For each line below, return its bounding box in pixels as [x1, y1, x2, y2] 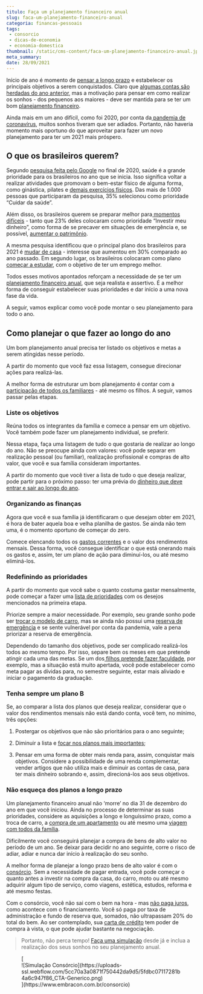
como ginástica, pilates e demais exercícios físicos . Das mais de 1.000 [6, 186, 181, 193]
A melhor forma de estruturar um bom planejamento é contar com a [6, 380, 175, 388]
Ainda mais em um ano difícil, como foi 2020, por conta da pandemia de [6, 113, 186, 121]
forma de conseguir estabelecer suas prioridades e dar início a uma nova [6, 286, 188, 293]
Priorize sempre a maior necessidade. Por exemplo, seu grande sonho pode [6, 611, 196, 619]
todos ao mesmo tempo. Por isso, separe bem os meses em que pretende [6, 648, 190, 656]
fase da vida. [6, 292, 39, 300]
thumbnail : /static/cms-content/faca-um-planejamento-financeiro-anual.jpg [6, 49, 201, 55]
